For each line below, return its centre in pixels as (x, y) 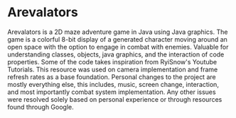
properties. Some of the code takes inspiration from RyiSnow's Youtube (112, 61)
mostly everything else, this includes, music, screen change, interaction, (113, 84)
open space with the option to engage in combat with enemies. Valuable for (118, 47)
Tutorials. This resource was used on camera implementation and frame (113, 69)
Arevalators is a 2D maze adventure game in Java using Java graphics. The (118, 32)
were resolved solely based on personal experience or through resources (115, 99)
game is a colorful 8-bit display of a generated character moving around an (117, 39)
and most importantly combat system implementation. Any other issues (112, 92)
